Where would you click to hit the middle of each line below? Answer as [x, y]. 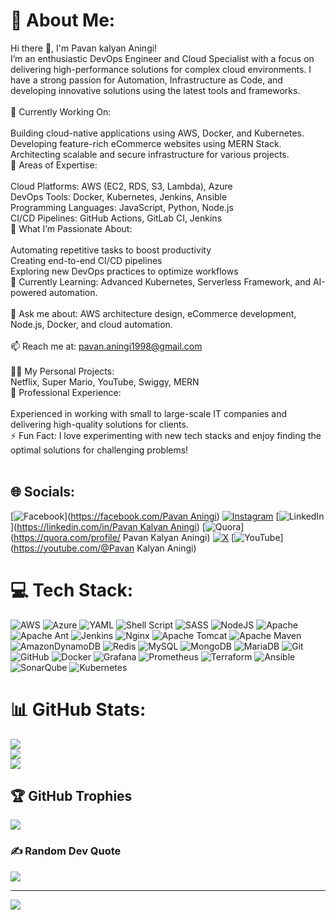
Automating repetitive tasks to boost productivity [111, 250]
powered [28, 292]
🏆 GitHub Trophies [71, 796]
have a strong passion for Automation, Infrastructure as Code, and [146, 80]
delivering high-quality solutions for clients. [99, 424]
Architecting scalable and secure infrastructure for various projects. [150, 154]
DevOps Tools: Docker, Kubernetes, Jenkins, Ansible [119, 196]
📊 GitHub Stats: [78, 709]
